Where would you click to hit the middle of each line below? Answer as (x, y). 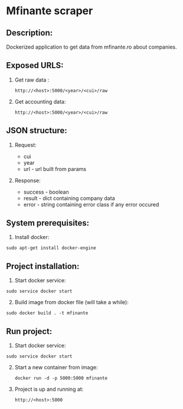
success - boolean (46, 192)
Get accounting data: (40, 101)
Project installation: (43, 266)
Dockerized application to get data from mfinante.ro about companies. (91, 47)
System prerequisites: (48, 223)
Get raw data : (32, 80)
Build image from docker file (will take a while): (71, 302)
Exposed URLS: (35, 65)
